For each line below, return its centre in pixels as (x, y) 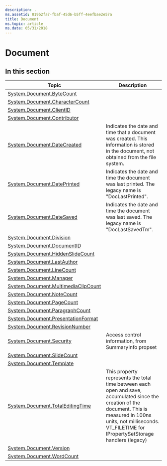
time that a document (131, 133)
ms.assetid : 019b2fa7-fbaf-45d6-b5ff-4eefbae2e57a (59, 14)
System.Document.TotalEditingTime (49, 406)
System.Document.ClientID (39, 110)
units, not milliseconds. (133, 422)
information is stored (130, 145)
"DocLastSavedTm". (129, 230)
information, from (126, 341)
